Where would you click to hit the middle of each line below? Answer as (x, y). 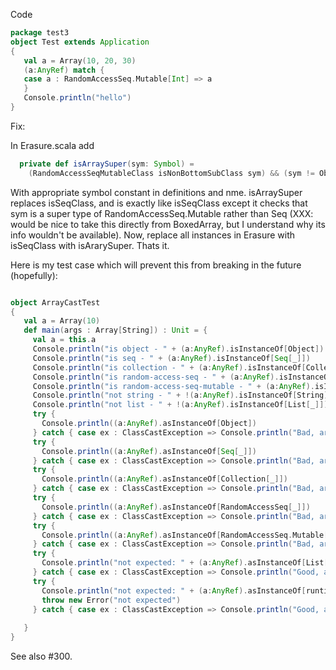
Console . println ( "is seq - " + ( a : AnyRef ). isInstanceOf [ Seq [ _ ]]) (171, 358)
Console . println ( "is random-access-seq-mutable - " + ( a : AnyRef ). (173, 386)
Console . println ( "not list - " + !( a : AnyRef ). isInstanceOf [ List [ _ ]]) (180, 405)
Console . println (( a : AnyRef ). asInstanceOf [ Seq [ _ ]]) (149, 451)
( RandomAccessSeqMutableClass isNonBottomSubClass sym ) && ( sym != (171, 173)
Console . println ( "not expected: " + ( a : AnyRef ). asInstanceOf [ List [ (185, 563)
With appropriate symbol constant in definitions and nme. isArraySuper (156, 192)
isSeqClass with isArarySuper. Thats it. (90, 245)
